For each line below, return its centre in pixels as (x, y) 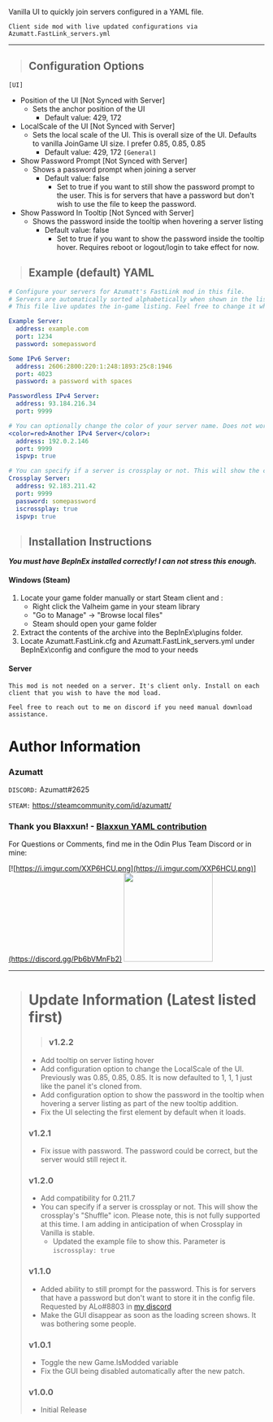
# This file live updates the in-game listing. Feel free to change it (132, 307)
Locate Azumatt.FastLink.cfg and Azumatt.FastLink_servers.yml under (137, 641)
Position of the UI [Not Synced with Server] (92, 100)
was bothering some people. (88, 1324)
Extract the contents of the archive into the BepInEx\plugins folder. (132, 632)
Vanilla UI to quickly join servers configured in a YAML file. (106, 12)
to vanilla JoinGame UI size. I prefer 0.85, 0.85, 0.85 (119, 143)
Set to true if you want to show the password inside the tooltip (160, 238)
